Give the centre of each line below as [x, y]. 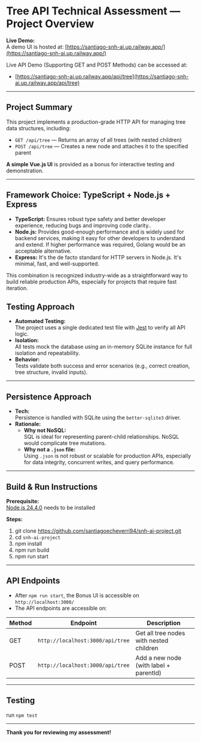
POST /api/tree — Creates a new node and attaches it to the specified [101, 146]
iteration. [17, 288]
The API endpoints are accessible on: [61, 608]
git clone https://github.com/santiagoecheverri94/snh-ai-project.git [98, 531]
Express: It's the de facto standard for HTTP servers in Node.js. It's [98, 257]
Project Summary [39, 107]
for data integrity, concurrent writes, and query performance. [99, 462]
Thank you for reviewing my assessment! [59, 732]
